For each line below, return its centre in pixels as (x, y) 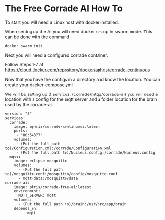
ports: (21, 131)
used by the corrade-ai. (29, 104)
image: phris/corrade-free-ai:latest (53, 187)
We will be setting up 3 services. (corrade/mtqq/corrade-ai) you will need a (82, 94)
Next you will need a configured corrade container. (57, 55)
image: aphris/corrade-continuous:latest (57, 126)
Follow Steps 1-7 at (24, 64)
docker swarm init (24, 46)
